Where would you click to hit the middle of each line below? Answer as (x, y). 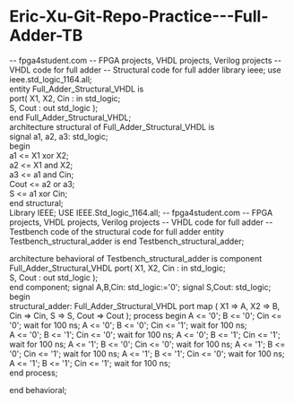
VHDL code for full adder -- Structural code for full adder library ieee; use (145, 70)
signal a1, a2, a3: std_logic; (59, 136)
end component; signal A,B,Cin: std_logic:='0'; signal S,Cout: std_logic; (140, 287)
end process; (34, 373)
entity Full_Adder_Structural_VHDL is (77, 89)
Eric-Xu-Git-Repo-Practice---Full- (139, 17)
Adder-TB (46, 35)
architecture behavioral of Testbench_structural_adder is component (136, 258)
